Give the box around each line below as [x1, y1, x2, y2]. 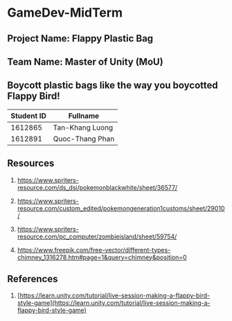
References [7, 272, 58, 285]
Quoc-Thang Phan [53, 134, 115, 144]
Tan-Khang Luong [53, 123, 114, 132]
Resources [7, 157, 55, 169]
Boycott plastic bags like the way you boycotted [7, 80, 218, 92]
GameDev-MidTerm [7, 5, 123, 21]
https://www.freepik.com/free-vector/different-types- [17, 245, 171, 254]
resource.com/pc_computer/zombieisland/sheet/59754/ [17, 232, 177, 241]
